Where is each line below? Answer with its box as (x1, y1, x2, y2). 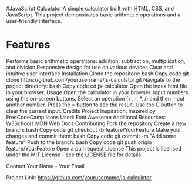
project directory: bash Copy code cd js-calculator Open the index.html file (6, 82, 187, 89)
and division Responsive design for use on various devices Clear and (6, 64, 173, 71)
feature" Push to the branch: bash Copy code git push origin (6, 138, 152, 146)
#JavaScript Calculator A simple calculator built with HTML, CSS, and (6, 5, 174, 12)
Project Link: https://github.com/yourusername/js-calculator (6, 173, 152, 181)
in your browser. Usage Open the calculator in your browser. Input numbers (6, 88, 189, 96)
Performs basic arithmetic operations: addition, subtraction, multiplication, (6, 57, 186, 64)
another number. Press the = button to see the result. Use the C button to (6, 101, 183, 108)
